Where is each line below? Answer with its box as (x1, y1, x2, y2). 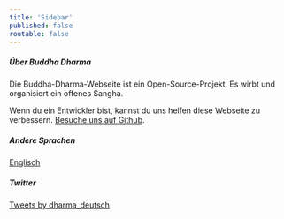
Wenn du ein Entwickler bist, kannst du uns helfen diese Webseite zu (9, 105, 261, 116)
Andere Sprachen (9, 134, 76, 146)
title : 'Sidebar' (9, 12, 73, 22)
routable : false (9, 29, 69, 38)
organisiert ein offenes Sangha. (9, 88, 124, 99)
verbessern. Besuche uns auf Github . (9, 115, 145, 125)
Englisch (9, 157, 41, 168)
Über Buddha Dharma (9, 57, 91, 67)
